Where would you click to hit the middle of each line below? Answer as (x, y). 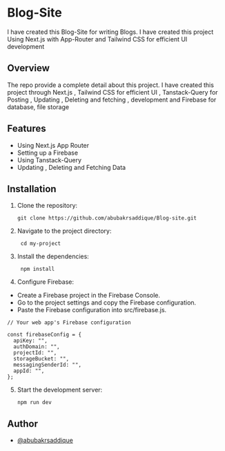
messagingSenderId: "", (47, 365)
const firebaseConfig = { (44, 335)
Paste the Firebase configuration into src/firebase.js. (92, 310)
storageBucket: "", (41, 359)
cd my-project (41, 244)
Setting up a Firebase (47, 153)
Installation (32, 189)
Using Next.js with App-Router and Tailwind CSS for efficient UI (97, 39)
